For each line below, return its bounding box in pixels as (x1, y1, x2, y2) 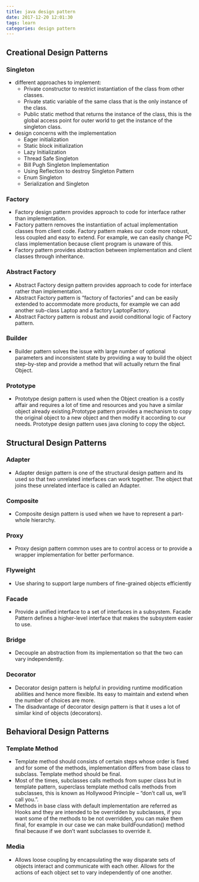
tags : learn (6, 20, 36, 26)
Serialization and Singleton (23, 180, 89, 187)
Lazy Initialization (23, 148, 67, 156)
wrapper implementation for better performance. (14, 551, 134, 558)
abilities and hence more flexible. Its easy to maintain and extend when (14, 690, 189, 697)
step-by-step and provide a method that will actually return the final (14, 360, 181, 367)
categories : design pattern (6, 25, 76, 32)
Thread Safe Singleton (23, 154, 79, 162)
